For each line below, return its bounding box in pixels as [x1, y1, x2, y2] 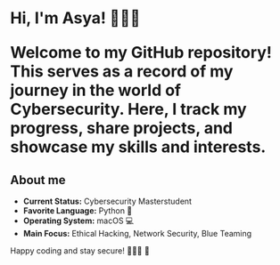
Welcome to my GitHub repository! [10, 43, 273, 63]
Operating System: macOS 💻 [22, 215, 135, 226]
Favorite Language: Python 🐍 [22, 205, 133, 216]
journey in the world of [10, 80, 182, 100]
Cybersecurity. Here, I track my [10, 100, 248, 119]
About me [10, 173, 66, 188]
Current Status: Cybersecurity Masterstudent [22, 196, 193, 206]
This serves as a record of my [10, 61, 234, 82]
